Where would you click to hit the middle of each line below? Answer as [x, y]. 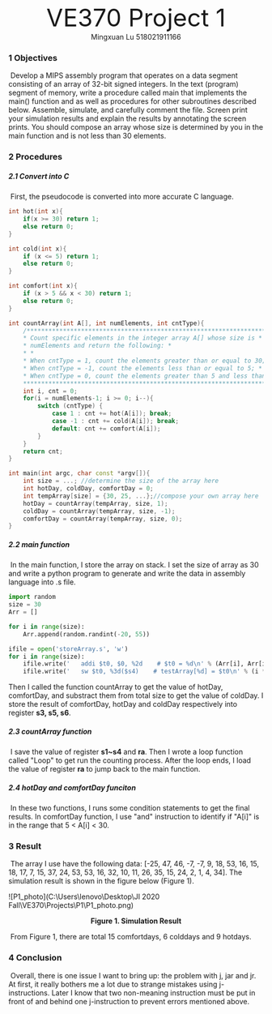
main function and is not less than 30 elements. [87, 136]
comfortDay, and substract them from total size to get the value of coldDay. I [136, 695]
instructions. [29, 993]
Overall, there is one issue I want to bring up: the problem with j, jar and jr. [133, 975]
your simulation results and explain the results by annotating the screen [127, 118]
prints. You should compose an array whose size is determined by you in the [136, 127]
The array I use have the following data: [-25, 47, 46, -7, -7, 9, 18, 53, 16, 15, [135, 864]
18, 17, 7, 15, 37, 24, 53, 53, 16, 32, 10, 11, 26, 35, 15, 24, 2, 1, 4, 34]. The [125, 872]
